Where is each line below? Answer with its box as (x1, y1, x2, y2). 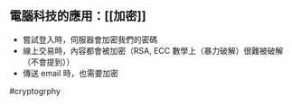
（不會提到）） (22, 57, 75, 67)
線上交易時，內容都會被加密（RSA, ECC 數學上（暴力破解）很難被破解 (22, 45, 284, 56)
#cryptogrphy (9, 85, 61, 96)
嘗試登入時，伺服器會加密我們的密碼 (22, 34, 158, 45)
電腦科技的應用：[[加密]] (9, 8, 146, 24)
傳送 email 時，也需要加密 (22, 67, 119, 78)
